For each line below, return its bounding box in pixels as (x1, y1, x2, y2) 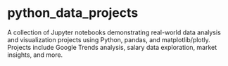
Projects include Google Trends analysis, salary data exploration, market (7, 43, 217, 51)
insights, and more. (7, 51, 63, 59)
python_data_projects (7, 5, 139, 21)
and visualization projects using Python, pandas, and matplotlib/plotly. (7, 35, 211, 44)
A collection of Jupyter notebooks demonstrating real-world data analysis (7, 28, 222, 37)
